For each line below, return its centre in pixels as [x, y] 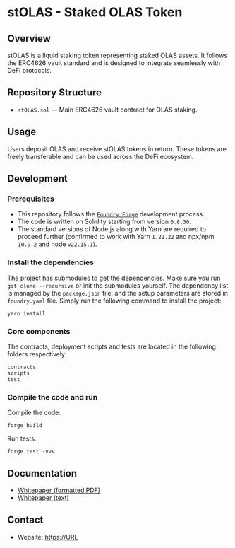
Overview [29, 39]
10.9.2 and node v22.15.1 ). [57, 244]
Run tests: [22, 438]
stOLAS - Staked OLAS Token [95, 12]
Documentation [42, 473]
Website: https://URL [48, 537]
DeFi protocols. [29, 70]
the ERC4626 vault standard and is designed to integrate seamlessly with [114, 63]
